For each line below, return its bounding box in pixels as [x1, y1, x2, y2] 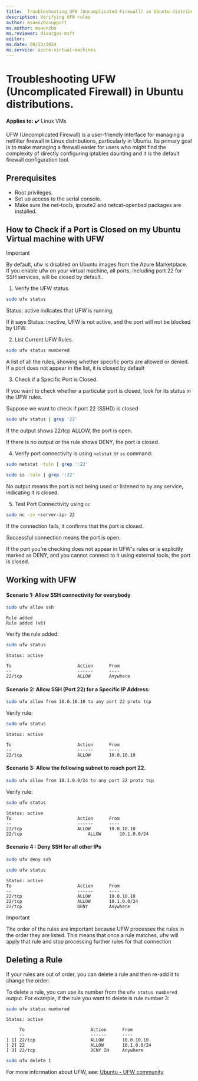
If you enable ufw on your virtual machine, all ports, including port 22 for [6, 267, 182, 274]
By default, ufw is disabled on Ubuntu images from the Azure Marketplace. [6, 261, 187, 268]
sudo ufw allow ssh [6, 604, 54, 610]
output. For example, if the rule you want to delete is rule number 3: [6, 994, 170, 1001]
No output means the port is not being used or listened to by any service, [6, 482, 184, 489]
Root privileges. [14, 189, 53, 196]
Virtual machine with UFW [6, 234, 104, 244]
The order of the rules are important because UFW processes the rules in [6, 925, 184, 932]
